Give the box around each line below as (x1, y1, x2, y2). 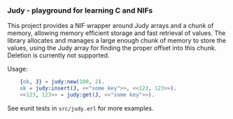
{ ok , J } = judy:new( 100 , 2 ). (20, 78, 105, 85)
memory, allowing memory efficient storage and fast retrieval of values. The (7, 29, 226, 37)
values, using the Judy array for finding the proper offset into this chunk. (7, 44, 217, 52)
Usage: (7, 65, 28, 73)
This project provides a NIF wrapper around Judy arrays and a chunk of (7, 22, 214, 30)
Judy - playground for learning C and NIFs (7, 6, 153, 15)
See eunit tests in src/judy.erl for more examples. (7, 104, 154, 112)
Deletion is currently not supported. (7, 51, 110, 59)
